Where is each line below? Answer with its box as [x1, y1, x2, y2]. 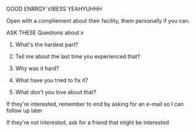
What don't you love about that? [15, 88, 96, 96]
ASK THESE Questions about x [6, 29, 84, 36]
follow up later [6, 107, 43, 114]
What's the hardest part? [15, 41, 79, 48]
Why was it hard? [15, 64, 60, 72]
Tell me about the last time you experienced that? [15, 53, 140, 60]
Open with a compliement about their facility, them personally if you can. [6, 17, 190, 24]
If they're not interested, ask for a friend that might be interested [6, 119, 169, 126]
